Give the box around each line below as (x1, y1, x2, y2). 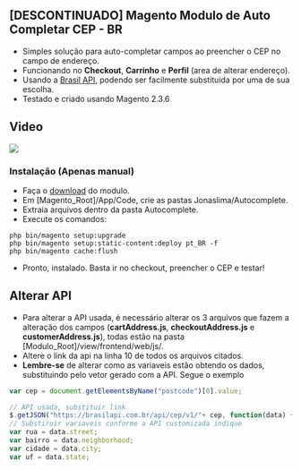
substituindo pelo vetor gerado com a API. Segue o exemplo (21, 369, 245, 380)
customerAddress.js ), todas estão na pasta (21, 331, 185, 342)
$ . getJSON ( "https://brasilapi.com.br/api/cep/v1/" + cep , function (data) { (9, 411, 295, 420)
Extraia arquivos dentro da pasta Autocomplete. (21, 204, 199, 215)
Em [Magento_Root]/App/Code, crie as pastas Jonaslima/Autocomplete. (21, 194, 288, 205)
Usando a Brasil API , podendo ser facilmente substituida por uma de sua (21, 74, 290, 85)
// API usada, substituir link (9, 403, 126, 412)
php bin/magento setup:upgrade (9, 231, 126, 240)
